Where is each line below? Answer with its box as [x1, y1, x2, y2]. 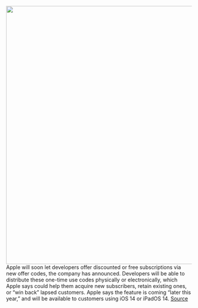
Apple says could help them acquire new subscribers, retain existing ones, [6, 283, 187, 289]
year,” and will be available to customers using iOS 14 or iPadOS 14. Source [6, 295, 189, 302]
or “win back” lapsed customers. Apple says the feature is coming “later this [6, 289, 192, 296]
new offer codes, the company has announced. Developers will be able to [6, 270, 185, 277]
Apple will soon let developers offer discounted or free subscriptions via [6, 264, 181, 271]
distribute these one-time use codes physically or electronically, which [6, 276, 178, 283]
